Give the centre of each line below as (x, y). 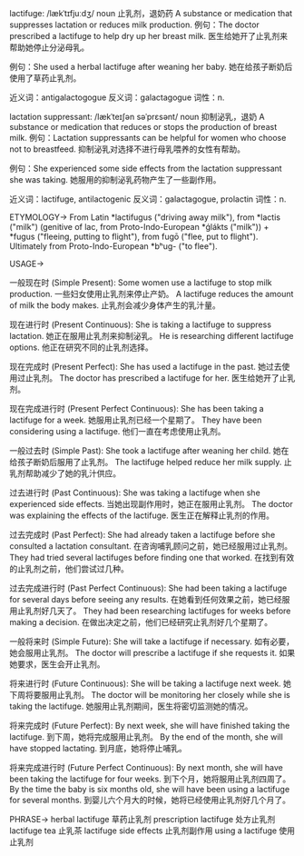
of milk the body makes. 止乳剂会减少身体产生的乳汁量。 (115, 305)
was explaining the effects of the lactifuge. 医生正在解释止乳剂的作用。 (142, 515)
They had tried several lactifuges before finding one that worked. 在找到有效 (152, 557)
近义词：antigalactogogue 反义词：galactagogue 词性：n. (117, 97)
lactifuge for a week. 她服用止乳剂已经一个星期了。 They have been (136, 420)
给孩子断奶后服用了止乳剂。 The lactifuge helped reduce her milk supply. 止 (151, 462)
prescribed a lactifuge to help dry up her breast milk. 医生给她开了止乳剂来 (149, 36)
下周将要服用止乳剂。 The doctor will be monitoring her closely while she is (150, 695)
